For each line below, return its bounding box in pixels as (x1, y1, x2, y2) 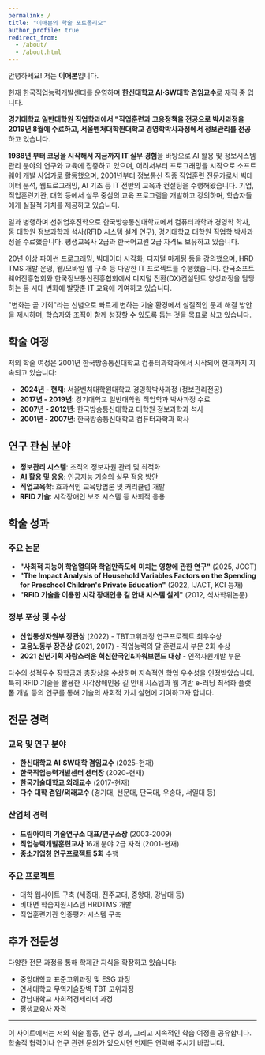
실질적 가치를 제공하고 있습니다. (22, 201, 120, 209)
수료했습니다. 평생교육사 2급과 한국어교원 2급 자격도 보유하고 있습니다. (22, 237, 240, 246)
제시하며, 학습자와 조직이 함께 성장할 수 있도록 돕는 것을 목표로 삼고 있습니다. (16, 310, 252, 319)
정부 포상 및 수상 (8, 612, 66, 623)
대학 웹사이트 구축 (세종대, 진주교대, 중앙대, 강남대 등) (19, 890, 185, 899)
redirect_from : (8, 33, 58, 42)
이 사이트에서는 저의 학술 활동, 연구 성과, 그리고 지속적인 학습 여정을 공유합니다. (8, 1028, 252, 1038)
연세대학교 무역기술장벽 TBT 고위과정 (19, 984, 135, 993)
